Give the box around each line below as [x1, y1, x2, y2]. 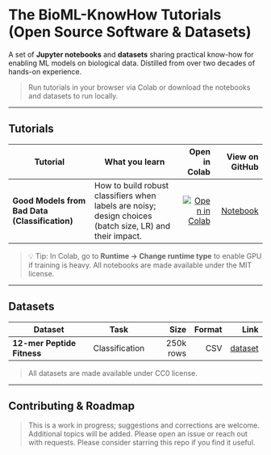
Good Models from [12, 195, 86, 206]
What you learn [104, 156, 165, 167]
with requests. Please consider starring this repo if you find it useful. [27, 438, 256, 448]
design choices [94, 210, 152, 221]
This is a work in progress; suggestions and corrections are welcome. [27, 420, 261, 430]
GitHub [231, 161, 259, 172]
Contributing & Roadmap [8, 398, 135, 413]
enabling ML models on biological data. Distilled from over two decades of [8, 58, 256, 68]
